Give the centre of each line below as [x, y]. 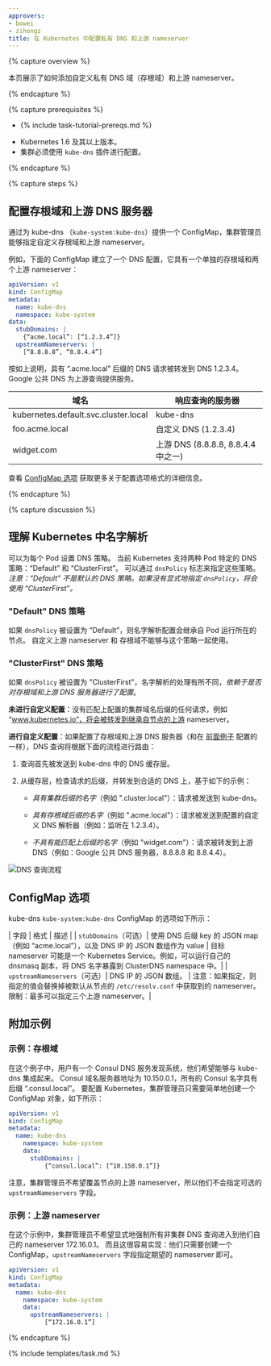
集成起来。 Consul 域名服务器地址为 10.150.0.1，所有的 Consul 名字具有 [140, 1078]
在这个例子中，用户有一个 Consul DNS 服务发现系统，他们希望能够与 [122, 1068]
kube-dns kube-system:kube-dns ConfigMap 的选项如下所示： [110, 918]
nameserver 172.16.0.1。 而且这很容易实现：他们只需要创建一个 [128, 1245]
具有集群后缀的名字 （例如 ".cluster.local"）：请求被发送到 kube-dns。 [147, 798]
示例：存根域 [33, 1049]
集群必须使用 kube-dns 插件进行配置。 [82, 152]
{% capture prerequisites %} [56, 110]
